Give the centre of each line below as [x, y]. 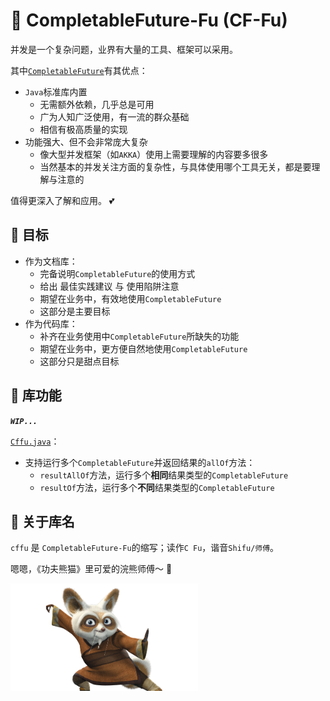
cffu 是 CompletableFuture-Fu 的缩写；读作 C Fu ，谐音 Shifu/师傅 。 [145, 548]
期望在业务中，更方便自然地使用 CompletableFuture [143, 348]
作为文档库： [51, 261]
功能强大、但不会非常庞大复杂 [86, 141]
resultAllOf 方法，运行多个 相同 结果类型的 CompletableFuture [164, 475]
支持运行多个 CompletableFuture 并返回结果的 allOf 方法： [140, 462]
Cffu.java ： [35, 441]
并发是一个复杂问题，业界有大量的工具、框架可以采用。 [124, 49]
